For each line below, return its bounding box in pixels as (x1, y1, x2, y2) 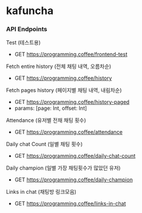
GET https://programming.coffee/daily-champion (14, 176, 133, 183)
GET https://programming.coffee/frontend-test (14, 51, 128, 58)
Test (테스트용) (6, 39, 41, 46)
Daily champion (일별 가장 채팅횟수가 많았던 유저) (6, 164, 121, 171)
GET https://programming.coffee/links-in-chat (14, 200, 126, 207)
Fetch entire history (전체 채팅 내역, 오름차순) (6, 63, 111, 70)
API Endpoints (6, 25, 48, 33)
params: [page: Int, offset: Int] (14, 104, 87, 112)
